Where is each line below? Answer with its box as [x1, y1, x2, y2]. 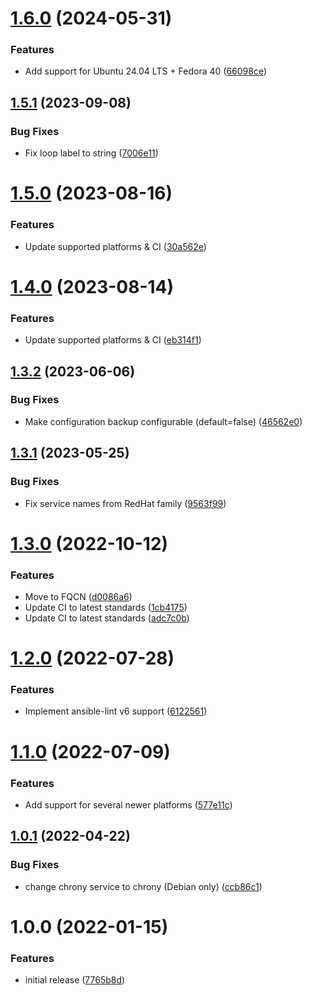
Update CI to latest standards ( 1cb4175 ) [24, 602, 188, 613]
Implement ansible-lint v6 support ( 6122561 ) [24, 705, 208, 717]
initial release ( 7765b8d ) [24, 974, 126, 986]
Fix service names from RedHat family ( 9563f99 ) [24, 497, 227, 509]
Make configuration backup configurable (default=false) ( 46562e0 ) [24, 415, 303, 427]
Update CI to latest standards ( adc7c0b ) [24, 612, 190, 624]
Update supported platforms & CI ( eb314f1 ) [24, 334, 202, 346]
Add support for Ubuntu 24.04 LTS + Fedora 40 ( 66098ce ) [24, 65, 268, 77]
